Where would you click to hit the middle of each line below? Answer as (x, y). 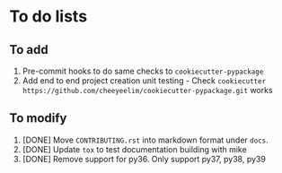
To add (29, 50)
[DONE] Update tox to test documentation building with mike (134, 149)
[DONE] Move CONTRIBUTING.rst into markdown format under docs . (145, 140)
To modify (38, 118)
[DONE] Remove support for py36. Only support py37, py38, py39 (144, 159)
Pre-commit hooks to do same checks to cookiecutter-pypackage (143, 71)
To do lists (48, 17)
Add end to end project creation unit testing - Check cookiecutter (144, 81)
